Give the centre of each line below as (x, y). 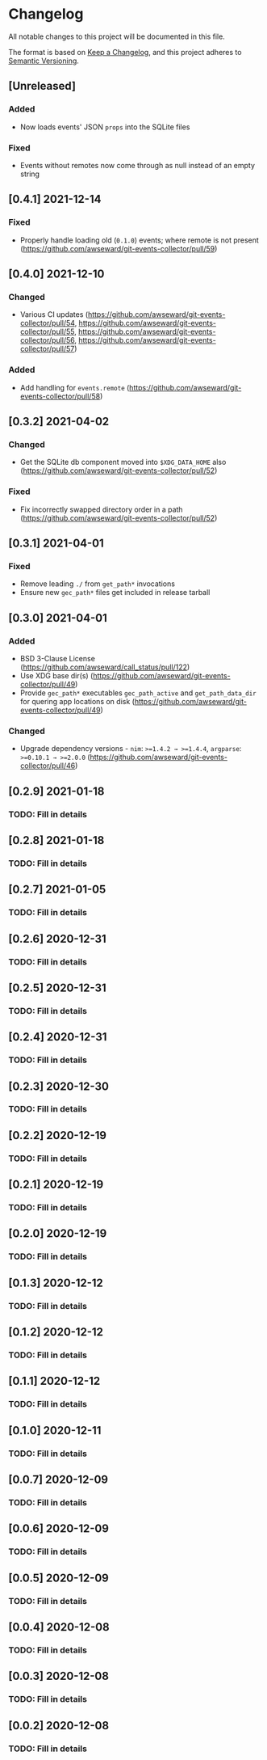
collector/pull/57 (47, 349)
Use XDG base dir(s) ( (56, 675)
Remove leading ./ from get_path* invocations (98, 584)
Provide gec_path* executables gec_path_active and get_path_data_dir (138, 693)
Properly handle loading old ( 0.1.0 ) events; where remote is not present (140, 240)
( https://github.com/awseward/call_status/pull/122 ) (105, 667)
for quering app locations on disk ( (77, 701)
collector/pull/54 (47, 323)
